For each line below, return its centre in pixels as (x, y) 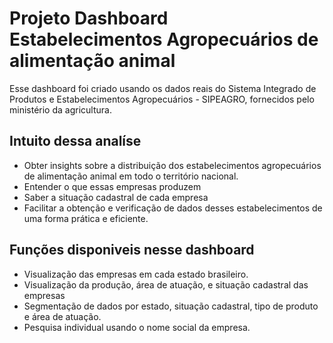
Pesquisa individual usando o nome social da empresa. (137, 327)
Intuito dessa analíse (75, 141)
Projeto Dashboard (89, 18)
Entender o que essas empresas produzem (112, 186)
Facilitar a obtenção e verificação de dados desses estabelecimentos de (173, 208)
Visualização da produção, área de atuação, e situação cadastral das (166, 284)
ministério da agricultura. (60, 109)
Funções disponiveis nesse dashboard (132, 250)
